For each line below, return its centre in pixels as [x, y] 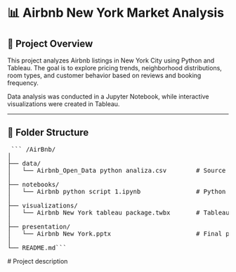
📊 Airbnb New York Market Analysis [116, 13]
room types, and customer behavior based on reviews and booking [104, 75]
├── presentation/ [39, 226]
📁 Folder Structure [48, 132]
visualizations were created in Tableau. [64, 104]
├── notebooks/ [33, 184]
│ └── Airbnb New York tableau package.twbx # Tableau [118, 212]
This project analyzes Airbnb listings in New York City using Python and [111, 60]
